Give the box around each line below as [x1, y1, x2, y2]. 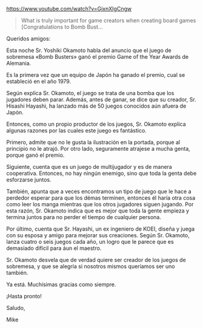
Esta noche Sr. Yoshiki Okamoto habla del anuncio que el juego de [6, 47, 171, 54]
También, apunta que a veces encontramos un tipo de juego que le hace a [6, 188, 192, 195]
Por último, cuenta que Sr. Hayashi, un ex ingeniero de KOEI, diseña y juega [6, 225, 195, 232]
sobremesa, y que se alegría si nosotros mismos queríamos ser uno [6, 263, 175, 270]
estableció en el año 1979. [6, 78, 72, 85]
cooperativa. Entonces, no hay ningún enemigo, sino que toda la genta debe [6, 169, 197, 177]
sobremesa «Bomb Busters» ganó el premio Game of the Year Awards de [6, 53, 189, 60]
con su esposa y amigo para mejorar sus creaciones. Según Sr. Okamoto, [6, 232, 190, 238]
